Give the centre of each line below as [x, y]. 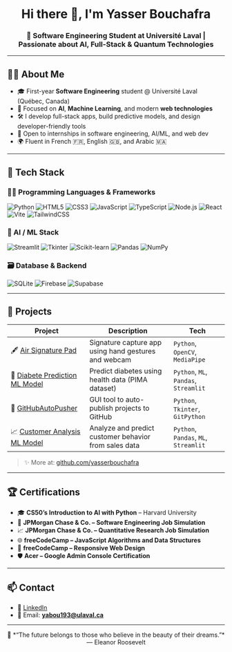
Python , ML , [191, 372]
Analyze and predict [122, 428]
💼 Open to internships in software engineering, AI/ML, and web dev [113, 133]
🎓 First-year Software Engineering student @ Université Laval [107, 91]
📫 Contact [31, 587]
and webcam [110, 360]
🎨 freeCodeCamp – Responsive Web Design [81, 548]
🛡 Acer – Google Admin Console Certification [84, 556]
